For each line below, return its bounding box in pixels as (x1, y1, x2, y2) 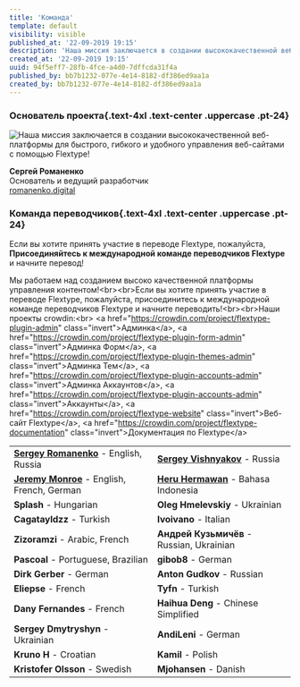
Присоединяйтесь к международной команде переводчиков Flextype (9, 248, 286, 259)
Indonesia (157, 484, 199, 496)
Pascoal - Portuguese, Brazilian (13, 554, 149, 566)
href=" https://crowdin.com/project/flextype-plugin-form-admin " (9, 332, 246, 343)
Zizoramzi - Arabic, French (13, 533, 129, 546)
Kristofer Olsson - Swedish (13, 663, 132, 675)
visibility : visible (9, 30, 87, 38)
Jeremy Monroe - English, (13, 473, 127, 486)
